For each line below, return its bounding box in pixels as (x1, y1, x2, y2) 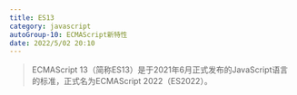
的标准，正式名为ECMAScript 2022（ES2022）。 (31, 76, 213, 87)
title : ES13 (9, 13, 54, 23)
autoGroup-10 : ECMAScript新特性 (9, 30, 128, 39)
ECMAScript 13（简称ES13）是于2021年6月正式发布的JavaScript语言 (31, 64, 289, 75)
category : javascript (9, 22, 92, 31)
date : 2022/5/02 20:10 (9, 38, 95, 48)
